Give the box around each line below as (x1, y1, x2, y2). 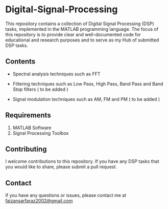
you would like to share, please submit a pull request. (5, 164, 117, 170)
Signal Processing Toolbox (12, 130, 69, 136)
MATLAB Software (12, 124, 52, 131)
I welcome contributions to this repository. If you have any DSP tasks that (5, 158, 159, 164)
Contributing (5, 144, 47, 153)
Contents (5, 57, 36, 66)
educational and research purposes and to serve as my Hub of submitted (5, 37, 159, 43)
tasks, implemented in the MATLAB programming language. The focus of (5, 26, 159, 32)
